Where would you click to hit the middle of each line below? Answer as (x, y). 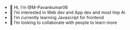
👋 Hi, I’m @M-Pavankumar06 (39, 7)
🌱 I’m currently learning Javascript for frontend (57, 17)
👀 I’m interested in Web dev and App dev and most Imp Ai (67, 12)
